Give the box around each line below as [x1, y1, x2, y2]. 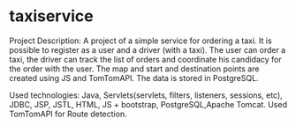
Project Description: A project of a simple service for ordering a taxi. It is [9, 35, 272, 46]
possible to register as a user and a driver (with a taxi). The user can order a [9, 44, 286, 55]
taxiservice [9, 6, 95, 26]
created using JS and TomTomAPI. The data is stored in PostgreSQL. [9, 72, 259, 83]
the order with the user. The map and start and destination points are [9, 63, 260, 74]
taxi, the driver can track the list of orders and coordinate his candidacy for [9, 54, 283, 64]
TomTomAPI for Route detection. [9, 108, 127, 119]
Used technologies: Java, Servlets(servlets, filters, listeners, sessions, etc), [9, 90, 283, 100]
